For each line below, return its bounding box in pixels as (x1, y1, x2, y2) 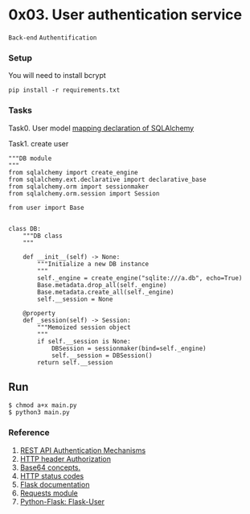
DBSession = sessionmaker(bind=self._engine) (51, 344, 207, 352)
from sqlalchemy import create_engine (8, 168, 138, 176)
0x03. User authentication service (8, 6, 243, 24)
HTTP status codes (19, 471, 84, 480)
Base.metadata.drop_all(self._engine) (37, 281, 167, 289)
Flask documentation (19, 479, 90, 489)
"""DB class (23, 232, 63, 240)
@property (23, 309, 56, 317)
